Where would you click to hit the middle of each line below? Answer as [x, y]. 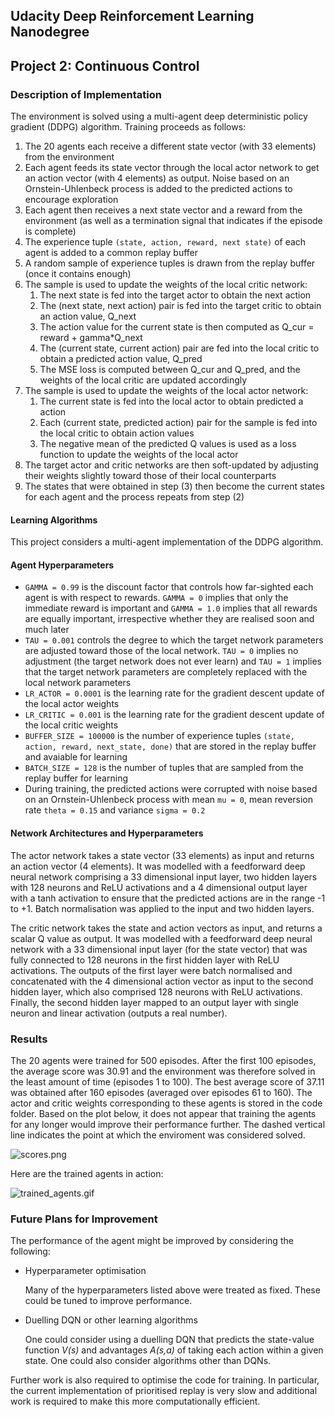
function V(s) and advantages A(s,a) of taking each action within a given [174, 1350]
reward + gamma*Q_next [91, 338]
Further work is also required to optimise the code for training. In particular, [165, 1380]
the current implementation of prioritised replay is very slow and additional [164, 1391]
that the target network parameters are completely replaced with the [166, 672]
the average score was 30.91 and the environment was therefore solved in [163, 1071]
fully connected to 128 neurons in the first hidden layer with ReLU [145, 960]
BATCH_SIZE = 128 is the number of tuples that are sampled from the [164, 768]
